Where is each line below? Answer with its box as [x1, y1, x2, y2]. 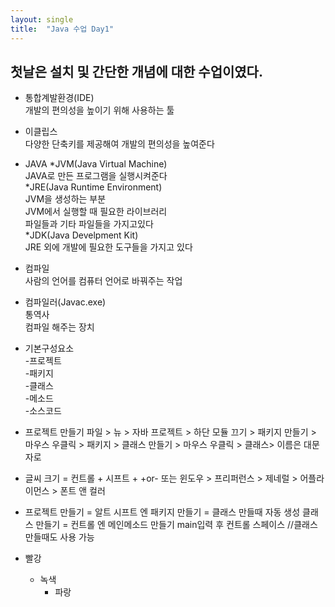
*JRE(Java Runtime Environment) [24, 181, 163, 193]
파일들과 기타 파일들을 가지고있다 [24, 218, 154, 230]
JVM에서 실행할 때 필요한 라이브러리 [24, 206, 168, 218]
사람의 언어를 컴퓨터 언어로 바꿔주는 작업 [24, 275, 183, 287]
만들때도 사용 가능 [24, 531, 95, 543]
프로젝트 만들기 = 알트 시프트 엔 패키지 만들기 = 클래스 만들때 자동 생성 [24, 506, 301, 518]
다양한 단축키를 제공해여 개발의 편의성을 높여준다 [24, 138, 215, 150]
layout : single [10, 14, 74, 25]
